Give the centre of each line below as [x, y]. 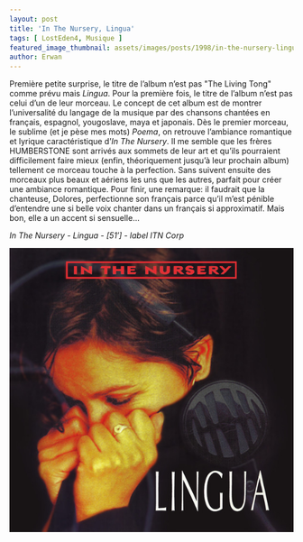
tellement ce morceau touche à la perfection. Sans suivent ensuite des [140, 170]
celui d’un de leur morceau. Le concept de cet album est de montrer [136, 103]
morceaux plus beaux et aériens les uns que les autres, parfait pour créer [146, 179]
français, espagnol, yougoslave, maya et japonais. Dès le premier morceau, [149, 123]
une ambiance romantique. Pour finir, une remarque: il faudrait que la [137, 189]
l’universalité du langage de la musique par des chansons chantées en [140, 113]
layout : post [34, 19]
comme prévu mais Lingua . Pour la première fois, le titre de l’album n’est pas [151, 94]
